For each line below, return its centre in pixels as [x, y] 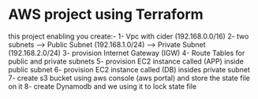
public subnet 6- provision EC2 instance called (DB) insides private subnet [129, 69]
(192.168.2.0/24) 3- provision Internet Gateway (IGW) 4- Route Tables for [127, 53]
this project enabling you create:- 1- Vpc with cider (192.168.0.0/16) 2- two [129, 36]
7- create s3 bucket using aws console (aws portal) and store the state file [129, 78]
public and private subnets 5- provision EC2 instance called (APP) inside [126, 61]
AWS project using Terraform [106, 15]
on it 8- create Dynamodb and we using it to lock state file [103, 86]
